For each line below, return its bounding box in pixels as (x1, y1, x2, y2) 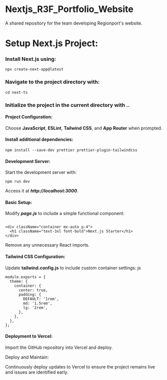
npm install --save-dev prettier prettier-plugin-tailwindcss (5, 148, 137, 153)
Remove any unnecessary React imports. (5, 242, 90, 248)
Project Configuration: (5, 114, 53, 120)
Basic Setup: (5, 199, 32, 205)
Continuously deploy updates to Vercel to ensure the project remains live (5, 363, 155, 369)
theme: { (9, 279, 28, 284)
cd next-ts (5, 90, 28, 95)
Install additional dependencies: (5, 136, 73, 142)
